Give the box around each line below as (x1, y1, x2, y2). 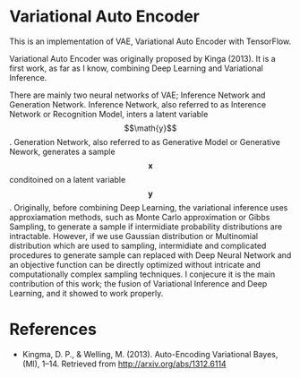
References (9, 320, 97, 339)
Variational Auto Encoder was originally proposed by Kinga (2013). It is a (9, 53, 276, 64)
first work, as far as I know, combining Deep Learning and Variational (9, 63, 264, 73)
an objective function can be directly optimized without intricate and (9, 259, 261, 270)
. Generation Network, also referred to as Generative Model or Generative (9, 136, 280, 147)
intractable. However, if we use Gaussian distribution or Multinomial (9, 230, 258, 241)
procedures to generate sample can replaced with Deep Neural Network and (9, 249, 292, 261)
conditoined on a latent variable (9, 174, 126, 185)
